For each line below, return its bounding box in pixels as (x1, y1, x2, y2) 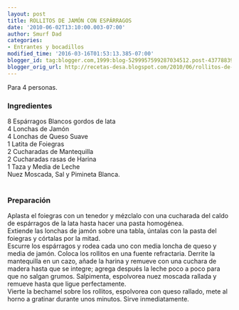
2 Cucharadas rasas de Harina (7, 155, 97, 163)
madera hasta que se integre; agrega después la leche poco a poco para (7, 264, 221, 273)
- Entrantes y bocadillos (7, 43, 84, 51)
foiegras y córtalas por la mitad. (7, 234, 101, 243)
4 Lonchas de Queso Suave (7, 132, 89, 140)
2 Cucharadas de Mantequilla (7, 147, 94, 155)
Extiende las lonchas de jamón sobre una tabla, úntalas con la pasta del (7, 227, 217, 235)
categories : (7, 37, 43, 44)
